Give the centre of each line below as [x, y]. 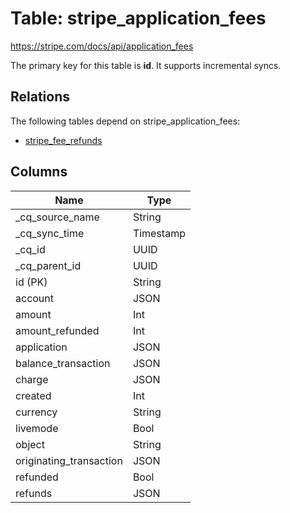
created [33, 395]
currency [36, 412]
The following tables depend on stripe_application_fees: [125, 121]
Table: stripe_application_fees [138, 18]
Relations [40, 97]
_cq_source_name [57, 217]
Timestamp [159, 233]
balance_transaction [63, 363]
